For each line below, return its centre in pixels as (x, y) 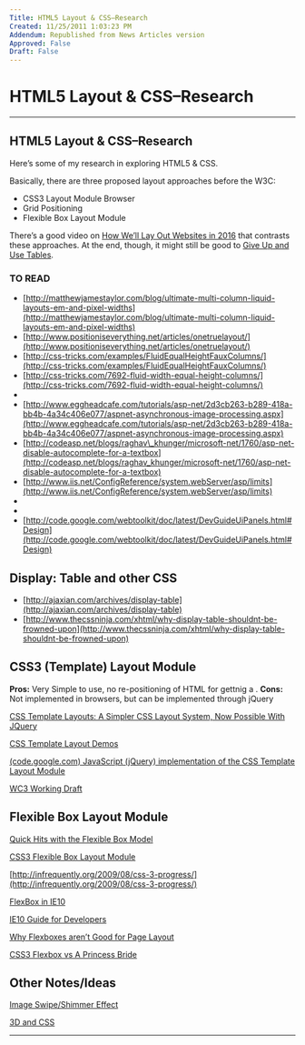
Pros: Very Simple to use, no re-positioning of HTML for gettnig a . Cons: (146, 688)
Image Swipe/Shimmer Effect (64, 1005)
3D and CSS (32, 1022)
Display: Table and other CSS (93, 578)
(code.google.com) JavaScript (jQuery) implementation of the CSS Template (152, 761)
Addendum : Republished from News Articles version (107, 35)
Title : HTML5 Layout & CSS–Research (79, 18)
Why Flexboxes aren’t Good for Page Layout (92, 937)
